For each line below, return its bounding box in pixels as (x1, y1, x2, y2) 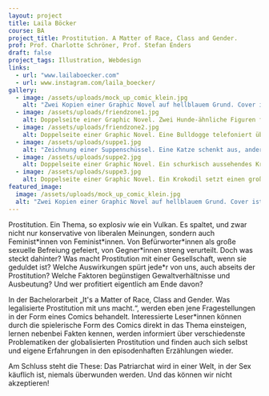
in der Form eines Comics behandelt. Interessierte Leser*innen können (8, 311, 242, 321)
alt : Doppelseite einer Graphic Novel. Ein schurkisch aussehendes (22, 161, 252, 169)
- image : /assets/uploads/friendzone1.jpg (15, 109, 159, 117)
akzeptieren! (8, 378, 50, 388)
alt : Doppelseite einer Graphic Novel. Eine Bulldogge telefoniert (22, 130, 252, 138)
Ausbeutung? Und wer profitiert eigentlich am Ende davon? (8, 279, 203, 289)
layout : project (8, 11, 62, 20)
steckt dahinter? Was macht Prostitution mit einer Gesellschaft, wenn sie (8, 254, 247, 263)
